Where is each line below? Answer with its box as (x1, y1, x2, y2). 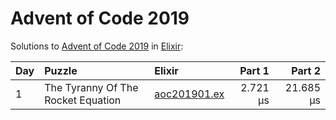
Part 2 (291, 63, 321, 77)
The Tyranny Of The (44, 80, 139, 94)
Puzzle (44, 63, 78, 77)
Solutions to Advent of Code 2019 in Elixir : (10, 40, 184, 52)
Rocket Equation (44, 93, 122, 107)
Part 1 (239, 63, 270, 77)
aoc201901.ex (154, 87, 225, 101)
